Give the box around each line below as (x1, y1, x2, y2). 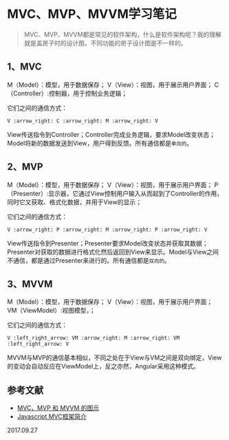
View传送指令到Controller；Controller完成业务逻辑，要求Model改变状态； (7, 130, 215, 138)
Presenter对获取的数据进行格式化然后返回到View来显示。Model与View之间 (7, 247, 219, 256)
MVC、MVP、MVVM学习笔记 (7, 6, 177, 22)
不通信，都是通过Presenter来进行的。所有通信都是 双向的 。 (7, 256, 171, 265)
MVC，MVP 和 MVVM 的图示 (17, 404, 100, 412)
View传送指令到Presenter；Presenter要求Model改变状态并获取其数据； (7, 239, 208, 247)
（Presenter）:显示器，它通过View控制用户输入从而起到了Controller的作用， (7, 189, 223, 197)
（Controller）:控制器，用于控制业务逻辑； (7, 89, 128, 97)
